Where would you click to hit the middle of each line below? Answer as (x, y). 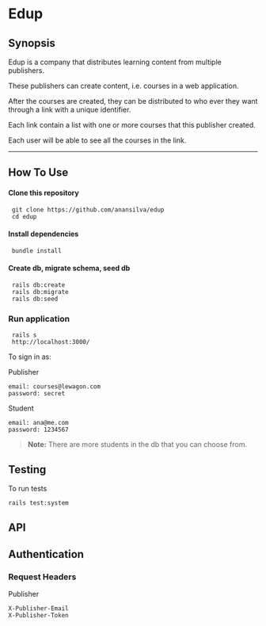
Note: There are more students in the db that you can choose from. (137, 445)
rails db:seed (35, 299)
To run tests (28, 489)
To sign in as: (30, 357)
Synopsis (32, 43)
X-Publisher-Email (38, 609)
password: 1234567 (38, 430)
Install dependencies (44, 234)
